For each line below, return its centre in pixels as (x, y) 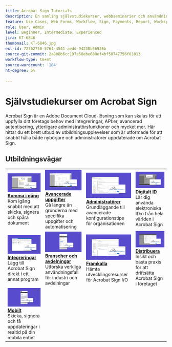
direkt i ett (18, 274)
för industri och (61, 277)
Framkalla (97, 263)
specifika (55, 216)
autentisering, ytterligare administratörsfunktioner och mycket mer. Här (80, 127)
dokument (18, 223)
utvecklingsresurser (107, 275)
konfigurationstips (105, 218)
